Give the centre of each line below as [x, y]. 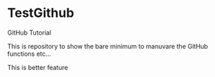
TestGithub [41, 13]
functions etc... [29, 54]
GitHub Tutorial [29, 32]
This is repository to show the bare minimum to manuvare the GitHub [108, 46]
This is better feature [38, 67]
